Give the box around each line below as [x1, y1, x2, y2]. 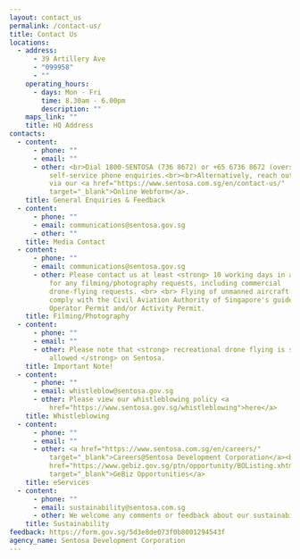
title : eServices [25, 478, 90, 487]
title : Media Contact [25, 238, 105, 246]
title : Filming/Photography [25, 312, 129, 321]
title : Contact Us [9, 29, 78, 38]
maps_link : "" [25, 113, 78, 121]
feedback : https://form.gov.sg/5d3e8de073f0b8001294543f [9, 528, 226, 537]
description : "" [41, 104, 102, 113]
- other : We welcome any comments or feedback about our [32, 511, 250, 521]
